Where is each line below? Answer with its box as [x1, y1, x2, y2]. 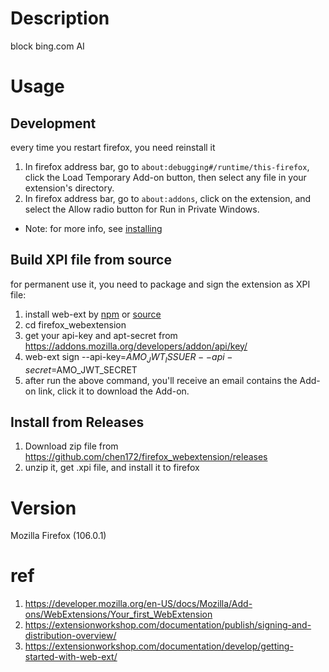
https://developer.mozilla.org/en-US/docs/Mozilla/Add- [24, 598, 253, 610]
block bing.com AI [10, 40, 85, 52]
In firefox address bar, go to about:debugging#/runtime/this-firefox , [24, 160, 310, 172]
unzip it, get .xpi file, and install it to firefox [24, 462, 200, 474]
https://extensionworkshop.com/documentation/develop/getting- [24, 640, 294, 652]
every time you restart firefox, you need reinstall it [10, 141, 216, 153]
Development [10, 115, 97, 132]
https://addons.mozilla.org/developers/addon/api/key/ [24, 340, 248, 352]
